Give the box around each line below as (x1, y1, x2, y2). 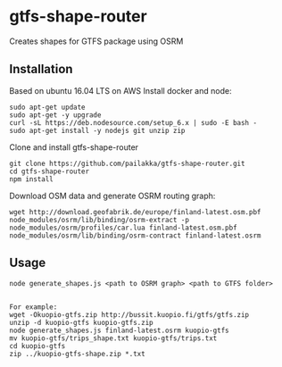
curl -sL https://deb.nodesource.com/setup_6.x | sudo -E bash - (9, 118, 257, 127)
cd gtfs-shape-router (9, 167, 90, 176)
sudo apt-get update (9, 103, 87, 112)
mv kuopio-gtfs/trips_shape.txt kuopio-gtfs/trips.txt (9, 333, 218, 343)
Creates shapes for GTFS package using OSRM (9, 36, 184, 46)
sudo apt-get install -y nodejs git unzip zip (9, 126, 186, 135)
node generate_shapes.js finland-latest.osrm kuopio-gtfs (9, 326, 229, 335)
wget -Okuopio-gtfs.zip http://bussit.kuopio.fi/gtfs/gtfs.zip (9, 310, 250, 319)
